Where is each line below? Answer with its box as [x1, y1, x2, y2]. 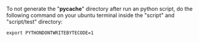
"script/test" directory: [6, 18, 63, 25]
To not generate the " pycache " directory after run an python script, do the [6, 5, 193, 12]
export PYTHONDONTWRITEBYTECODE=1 [6, 30, 94, 36]
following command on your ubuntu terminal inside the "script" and [6, 12, 175, 19]
